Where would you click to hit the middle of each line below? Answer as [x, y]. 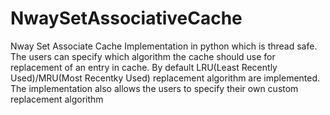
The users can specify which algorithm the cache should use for [143, 56]
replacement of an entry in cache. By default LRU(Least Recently [144, 67]
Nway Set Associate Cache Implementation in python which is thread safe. [164, 46]
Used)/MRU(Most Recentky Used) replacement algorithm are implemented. [165, 78]
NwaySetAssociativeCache [126, 18]
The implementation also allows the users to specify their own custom [154, 88]
